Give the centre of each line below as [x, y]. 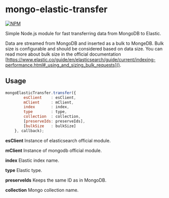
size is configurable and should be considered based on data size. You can [84, 48]
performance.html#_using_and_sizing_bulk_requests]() [63, 65]
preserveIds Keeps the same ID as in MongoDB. [56, 180]
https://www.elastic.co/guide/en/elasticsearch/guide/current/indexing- [81, 59]
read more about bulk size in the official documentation [63, 54]
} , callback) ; [29, 131]
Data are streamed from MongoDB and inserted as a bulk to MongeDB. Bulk [84, 43]
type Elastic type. [24, 170]
